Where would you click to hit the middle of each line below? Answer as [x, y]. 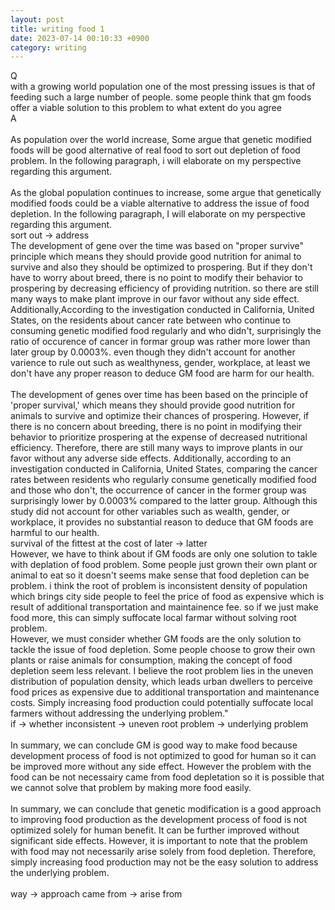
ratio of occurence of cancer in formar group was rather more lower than [160, 342]
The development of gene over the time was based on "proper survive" [157, 246]
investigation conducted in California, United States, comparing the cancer [164, 469]
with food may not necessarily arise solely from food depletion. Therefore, [163, 852]
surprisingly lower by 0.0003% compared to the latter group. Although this [164, 501]
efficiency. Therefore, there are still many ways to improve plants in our [156, 448]
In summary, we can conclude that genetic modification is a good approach [166, 809]
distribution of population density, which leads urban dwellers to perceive [161, 682]
